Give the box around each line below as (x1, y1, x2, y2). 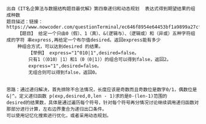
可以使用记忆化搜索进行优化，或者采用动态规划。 (6, 112, 112, 119)
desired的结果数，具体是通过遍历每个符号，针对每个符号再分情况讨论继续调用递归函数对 (6, 100, 199, 106)
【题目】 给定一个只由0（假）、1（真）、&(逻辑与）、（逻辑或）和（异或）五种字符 (17, 31, 191, 37)
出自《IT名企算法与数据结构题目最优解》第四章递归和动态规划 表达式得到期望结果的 (6, 5, 191, 12)
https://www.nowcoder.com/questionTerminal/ (6, 24, 122, 30)
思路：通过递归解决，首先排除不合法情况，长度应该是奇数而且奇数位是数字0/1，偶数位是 (6, 87, 197, 93)
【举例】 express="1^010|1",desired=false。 (28, 50, 139, 56)
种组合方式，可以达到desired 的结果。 (17, 43, 104, 49)
